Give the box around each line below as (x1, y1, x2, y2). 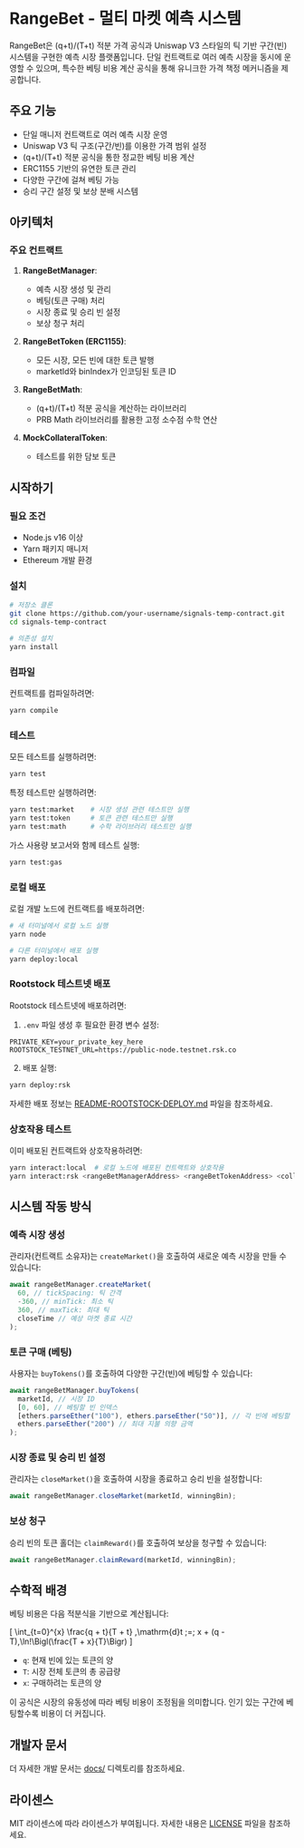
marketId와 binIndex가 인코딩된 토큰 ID (35, 366, 176, 377)
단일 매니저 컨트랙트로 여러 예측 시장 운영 (22, 129, 168, 140)
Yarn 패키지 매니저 (22, 543, 89, 554)
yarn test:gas (9, 858, 63, 867)
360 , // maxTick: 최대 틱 (17, 1305, 110, 1315)
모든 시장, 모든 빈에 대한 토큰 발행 (35, 355, 155, 365)
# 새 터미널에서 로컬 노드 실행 (9, 921, 109, 930)
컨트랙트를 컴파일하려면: (9, 688, 95, 699)
